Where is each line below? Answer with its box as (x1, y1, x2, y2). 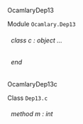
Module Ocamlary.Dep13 (7, 20, 76, 28)
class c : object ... (10, 35, 62, 45)
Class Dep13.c (7, 94, 48, 102)
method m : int (10, 110, 53, 118)
